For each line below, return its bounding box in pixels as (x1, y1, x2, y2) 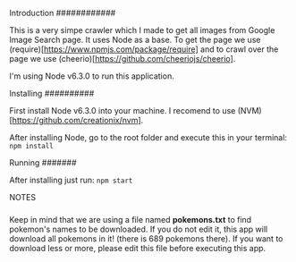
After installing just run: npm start (9, 174, 133, 185)
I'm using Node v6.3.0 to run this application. (9, 71, 174, 81)
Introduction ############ (9, 8, 116, 18)
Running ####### (9, 157, 78, 168)
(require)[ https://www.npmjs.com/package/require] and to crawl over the (9, 44, 279, 55)
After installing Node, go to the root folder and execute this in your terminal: (9, 132, 288, 142)
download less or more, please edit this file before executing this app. (9, 243, 266, 254)
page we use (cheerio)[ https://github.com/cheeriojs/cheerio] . (9, 54, 236, 63)
